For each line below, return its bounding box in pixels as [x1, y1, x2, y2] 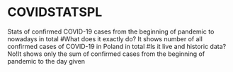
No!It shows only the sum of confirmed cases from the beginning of [7, 50, 205, 58]
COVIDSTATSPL [7, 4, 103, 20]
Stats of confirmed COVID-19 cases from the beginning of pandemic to [7, 27, 215, 36]
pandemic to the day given [7, 57, 85, 65]
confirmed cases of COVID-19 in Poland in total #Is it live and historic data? [7, 42, 227, 50]
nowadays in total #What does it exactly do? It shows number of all [7, 34, 203, 43]
